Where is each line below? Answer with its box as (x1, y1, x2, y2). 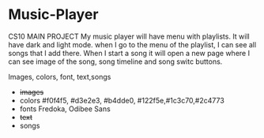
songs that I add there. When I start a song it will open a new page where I (8, 48, 251, 58)
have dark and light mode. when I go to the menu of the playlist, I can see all (8, 39, 257, 49)
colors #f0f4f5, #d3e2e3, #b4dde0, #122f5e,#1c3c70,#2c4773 (19, 95, 225, 105)
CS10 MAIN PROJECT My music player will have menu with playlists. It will (8, 32, 251, 41)
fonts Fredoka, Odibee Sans (19, 104, 111, 114)
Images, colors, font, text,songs (8, 72, 111, 81)
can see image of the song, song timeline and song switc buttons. (8, 57, 223, 66)
